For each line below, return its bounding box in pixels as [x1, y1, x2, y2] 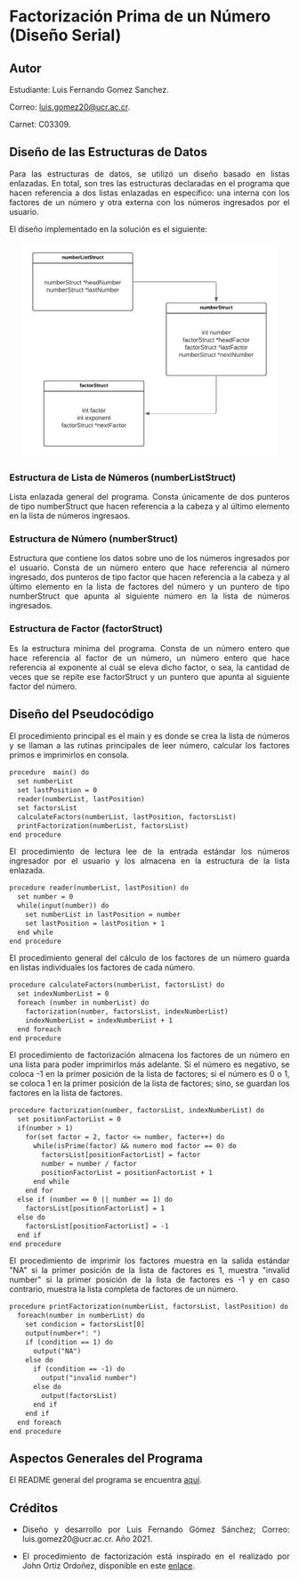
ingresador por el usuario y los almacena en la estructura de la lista [9, 855, 290, 866]
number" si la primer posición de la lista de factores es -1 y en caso [9, 1274, 290, 1285]
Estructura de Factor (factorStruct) [9, 623, 163, 635]
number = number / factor [41, 1159, 138, 1168]
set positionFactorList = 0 [17, 1114, 122, 1123]
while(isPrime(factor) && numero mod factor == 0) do [32, 1141, 238, 1150]
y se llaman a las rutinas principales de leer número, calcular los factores [9, 740, 290, 750]
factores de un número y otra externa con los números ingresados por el [9, 196, 290, 207]
